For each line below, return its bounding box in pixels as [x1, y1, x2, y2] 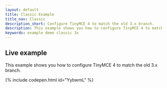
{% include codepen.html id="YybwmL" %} [5, 77, 94, 83]
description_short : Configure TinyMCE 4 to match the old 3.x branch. [5, 21, 155, 26]
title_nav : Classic [5, 16, 46, 21]
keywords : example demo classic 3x [5, 30, 79, 35]
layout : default [5, 7, 39, 12]
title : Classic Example [5, 12, 55, 17]
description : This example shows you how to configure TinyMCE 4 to [5, 26, 150, 31]
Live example [5, 49, 47, 57]
